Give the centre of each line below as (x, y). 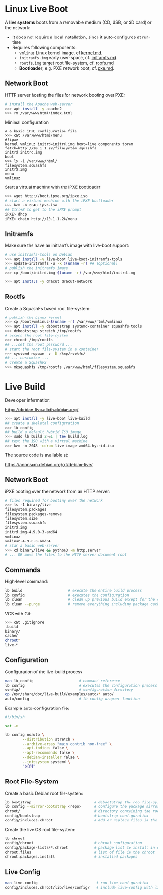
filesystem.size (21, 519)
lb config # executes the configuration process (81, 685)
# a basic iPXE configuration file (41, 131)
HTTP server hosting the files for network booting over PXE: (65, 95)
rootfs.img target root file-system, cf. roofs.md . (67, 63)
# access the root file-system (37, 336)
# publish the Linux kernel (33, 317)
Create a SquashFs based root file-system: (48, 308)
